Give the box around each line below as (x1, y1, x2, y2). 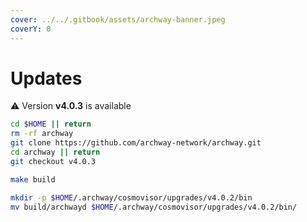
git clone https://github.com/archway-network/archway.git (10, 138, 262, 148)
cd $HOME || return (10, 119, 92, 130)
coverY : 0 (10, 24, 52, 34)
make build (10, 174, 56, 185)
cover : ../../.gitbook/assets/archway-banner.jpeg (10, 14, 226, 25)
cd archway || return (10, 147, 101, 158)
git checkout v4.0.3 (10, 156, 97, 166)
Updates (10, 67, 83, 90)
